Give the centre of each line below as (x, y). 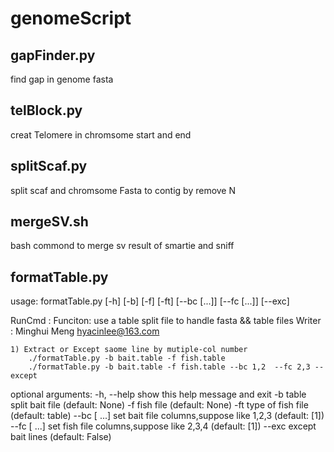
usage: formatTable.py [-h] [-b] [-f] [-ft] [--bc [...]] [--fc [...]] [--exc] (150, 301)
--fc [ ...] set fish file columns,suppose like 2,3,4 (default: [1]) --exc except (163, 426)
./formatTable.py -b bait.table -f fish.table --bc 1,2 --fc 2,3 (169, 367)
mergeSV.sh (49, 222)
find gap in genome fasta (62, 79)
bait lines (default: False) (61, 437)
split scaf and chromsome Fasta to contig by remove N (123, 190)
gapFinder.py (53, 55)
